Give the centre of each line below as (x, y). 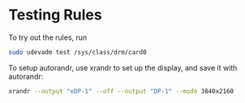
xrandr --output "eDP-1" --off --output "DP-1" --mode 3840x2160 (121, 91)
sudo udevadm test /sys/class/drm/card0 (78, 52)
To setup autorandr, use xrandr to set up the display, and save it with (123, 67)
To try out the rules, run (48, 37)
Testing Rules (56, 15)
